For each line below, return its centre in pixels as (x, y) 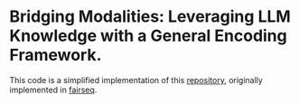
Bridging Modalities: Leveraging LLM (150, 17)
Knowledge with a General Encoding (148, 36)
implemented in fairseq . (53, 90)
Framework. (56, 55)
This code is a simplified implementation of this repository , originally (136, 80)
